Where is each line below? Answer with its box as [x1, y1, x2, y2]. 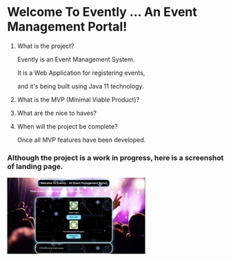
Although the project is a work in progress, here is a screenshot [7, 153, 224, 163]
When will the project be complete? [17, 122, 119, 130]
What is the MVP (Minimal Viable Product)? [17, 95, 140, 104]
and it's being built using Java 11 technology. [17, 82, 144, 90]
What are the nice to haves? [17, 109, 97, 117]
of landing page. [7, 161, 63, 171]
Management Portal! [7, 19, 128, 35]
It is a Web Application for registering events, [17, 69, 145, 77]
